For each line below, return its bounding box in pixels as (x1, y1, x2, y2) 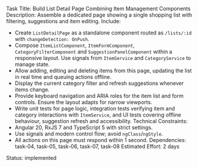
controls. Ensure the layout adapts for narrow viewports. (14, 99, 152, 106)
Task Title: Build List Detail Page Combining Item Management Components (6, 5, 191, 12)
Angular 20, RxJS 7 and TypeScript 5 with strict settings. (14, 124, 153, 131)
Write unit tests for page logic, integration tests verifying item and (14, 105, 175, 112)
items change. (14, 86, 50, 93)
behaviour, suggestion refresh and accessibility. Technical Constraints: (14, 118, 188, 124)
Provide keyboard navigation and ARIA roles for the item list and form (14, 92, 184, 99)
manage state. (14, 61, 50, 68)
